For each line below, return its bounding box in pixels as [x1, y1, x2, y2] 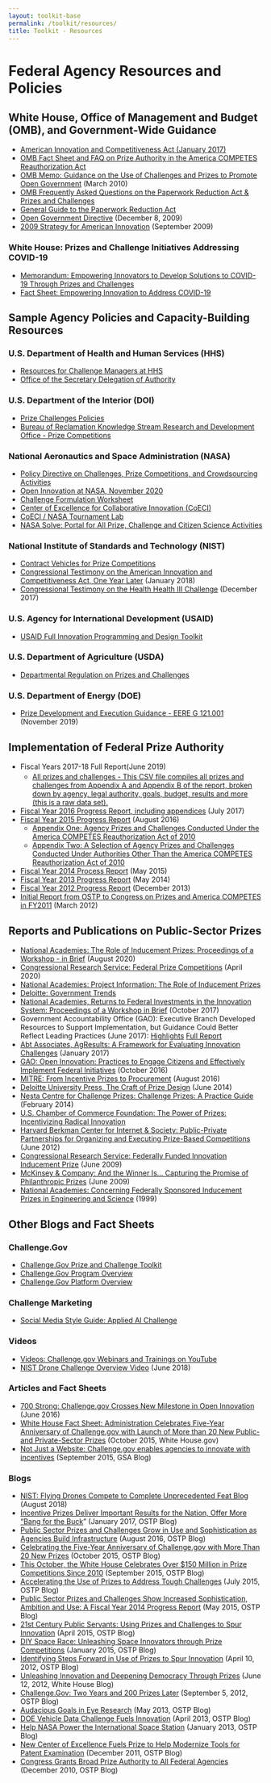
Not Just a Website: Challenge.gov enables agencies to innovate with [19, 1443, 251, 1453]
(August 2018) [19, 1500, 68, 1509]
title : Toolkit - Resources [8, 27, 103, 35]
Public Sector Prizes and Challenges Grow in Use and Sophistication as [19, 1526, 257, 1535]
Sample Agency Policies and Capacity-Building [8, 311, 250, 325]
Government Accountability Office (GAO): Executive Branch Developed [19, 1014, 256, 1024]
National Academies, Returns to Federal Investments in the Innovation [19, 997, 252, 1007]
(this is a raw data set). [31, 798, 109, 808]
